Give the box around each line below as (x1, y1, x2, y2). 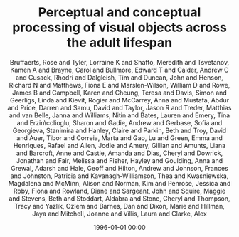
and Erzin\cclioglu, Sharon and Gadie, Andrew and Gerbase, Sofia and (16, 118, 223, 127)
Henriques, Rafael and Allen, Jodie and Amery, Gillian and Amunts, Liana (13, 141, 226, 149)
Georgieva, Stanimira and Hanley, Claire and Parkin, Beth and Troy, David (12, 126, 227, 135)
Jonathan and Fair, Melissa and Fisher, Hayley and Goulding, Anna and (16, 156, 223, 164)
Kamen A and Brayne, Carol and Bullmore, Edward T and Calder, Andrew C (10, 65, 229, 74)
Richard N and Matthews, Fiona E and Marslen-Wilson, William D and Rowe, (9, 80, 230, 89)
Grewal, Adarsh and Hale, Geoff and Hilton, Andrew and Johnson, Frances (10, 164, 229, 172)
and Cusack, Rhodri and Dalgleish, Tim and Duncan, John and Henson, (15, 73, 224, 82)
